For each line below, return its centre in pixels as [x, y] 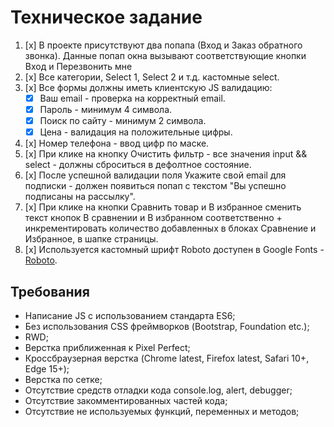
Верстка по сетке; [63, 379]
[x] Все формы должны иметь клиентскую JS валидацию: [148, 87]
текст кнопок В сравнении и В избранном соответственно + [153, 218]
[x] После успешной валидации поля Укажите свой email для [155, 175]
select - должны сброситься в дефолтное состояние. [138, 165]
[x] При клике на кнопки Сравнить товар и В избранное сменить [163, 207]
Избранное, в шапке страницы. [91, 239]
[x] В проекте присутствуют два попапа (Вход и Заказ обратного [163, 45]
